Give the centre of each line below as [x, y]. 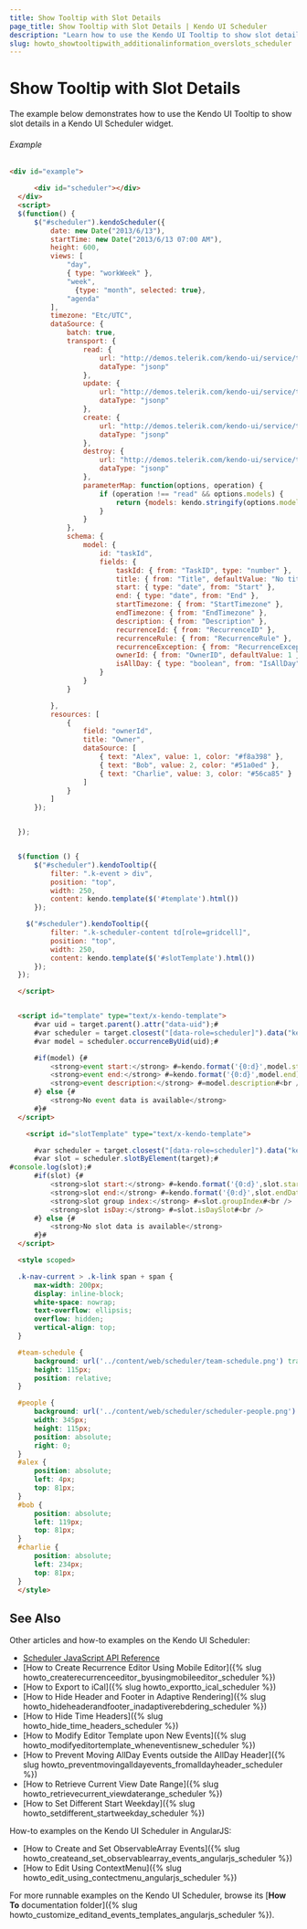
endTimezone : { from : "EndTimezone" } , [191, 613]
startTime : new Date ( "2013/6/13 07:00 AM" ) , [136, 239]
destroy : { [104, 452]
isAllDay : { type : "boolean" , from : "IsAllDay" [208, 664]
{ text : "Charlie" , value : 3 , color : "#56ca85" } [196, 774]
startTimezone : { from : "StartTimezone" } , [200, 605]
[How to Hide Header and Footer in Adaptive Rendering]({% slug [144, 1697]
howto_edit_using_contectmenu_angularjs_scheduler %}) [130, 1878]
